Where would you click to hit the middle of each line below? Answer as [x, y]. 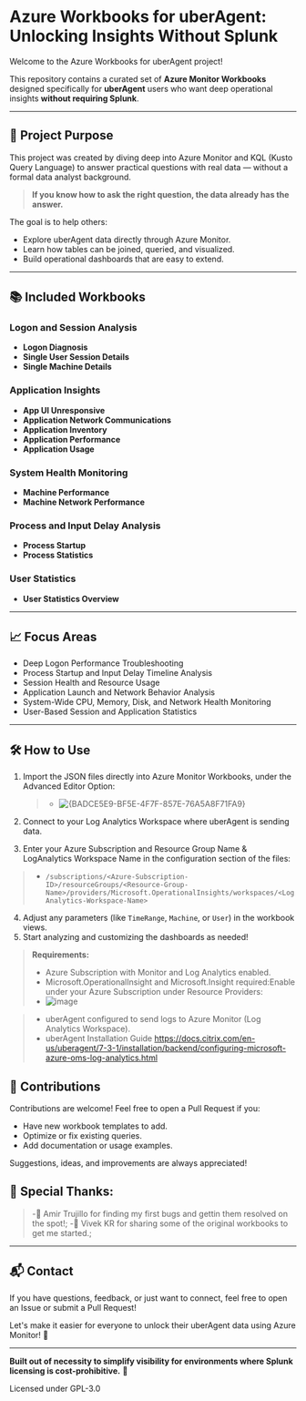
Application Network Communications [97, 420]
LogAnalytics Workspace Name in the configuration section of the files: [157, 859]
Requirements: [60, 955]
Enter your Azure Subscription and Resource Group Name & [135, 849]
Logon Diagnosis [55, 347]
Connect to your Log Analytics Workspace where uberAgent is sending [156, 822]
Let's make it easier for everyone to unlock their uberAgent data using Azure [153, 1325]
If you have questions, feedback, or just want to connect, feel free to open [148, 1298]
